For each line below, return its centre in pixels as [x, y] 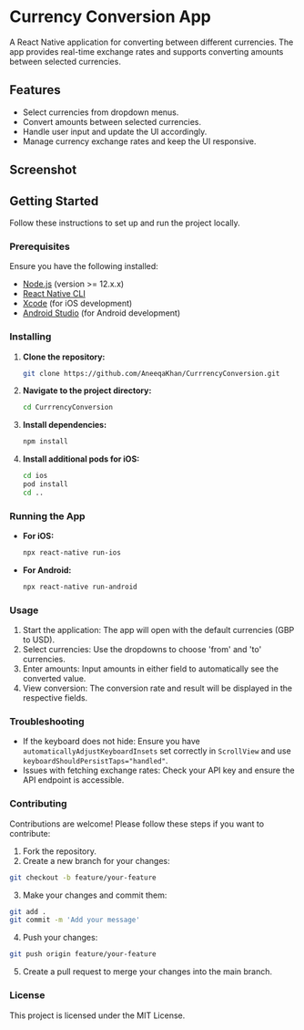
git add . [28, 911]
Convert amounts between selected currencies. [112, 121]
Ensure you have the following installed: [84, 266]
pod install [45, 484]
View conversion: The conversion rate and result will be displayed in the [157, 688]
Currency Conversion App [110, 17]
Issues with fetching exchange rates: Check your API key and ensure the [158, 770]
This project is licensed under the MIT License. [97, 1015]
